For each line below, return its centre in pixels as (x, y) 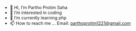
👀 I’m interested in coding (36, 13)
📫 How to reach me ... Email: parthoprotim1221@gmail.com (70, 23)
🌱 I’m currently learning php (38, 18)
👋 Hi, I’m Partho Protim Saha (39, 8)
